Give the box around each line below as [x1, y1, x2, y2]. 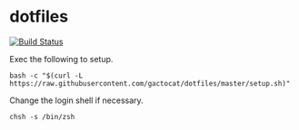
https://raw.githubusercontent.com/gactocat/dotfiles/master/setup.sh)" [9, 79, 291, 88]
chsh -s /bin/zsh [9, 112, 75, 121]
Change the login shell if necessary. [9, 95, 144, 106]
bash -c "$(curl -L [9, 70, 84, 80]
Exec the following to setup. [9, 53, 114, 64]
